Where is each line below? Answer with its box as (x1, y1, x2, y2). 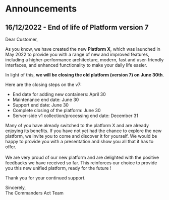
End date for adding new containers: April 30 (12, 91, 106, 97)
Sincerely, (5, 184, 26, 190)
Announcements (5, 3, 77, 15)
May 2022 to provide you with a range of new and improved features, (5, 51, 150, 57)
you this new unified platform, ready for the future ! (5, 165, 111, 171)
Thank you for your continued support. (5, 175, 86, 181)
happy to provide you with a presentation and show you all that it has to (5, 139, 154, 144)
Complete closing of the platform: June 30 (12, 108, 101, 113)
